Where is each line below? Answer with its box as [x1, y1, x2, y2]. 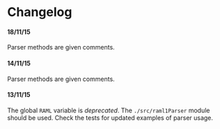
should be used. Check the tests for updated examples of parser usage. [7, 113, 214, 122]
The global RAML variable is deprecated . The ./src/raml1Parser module [7, 106, 210, 114]
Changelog [7, 4, 72, 20]
